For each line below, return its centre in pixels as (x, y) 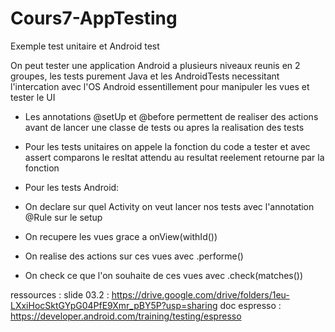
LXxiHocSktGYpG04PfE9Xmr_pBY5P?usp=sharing (114, 305)
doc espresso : (250, 305)
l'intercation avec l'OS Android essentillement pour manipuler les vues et (160, 86)
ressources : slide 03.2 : (60, 294)
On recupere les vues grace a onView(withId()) (121, 236)
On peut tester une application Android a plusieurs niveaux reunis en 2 (155, 65)
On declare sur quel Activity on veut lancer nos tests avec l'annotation (169, 206)
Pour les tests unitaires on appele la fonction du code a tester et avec (167, 146)
